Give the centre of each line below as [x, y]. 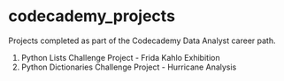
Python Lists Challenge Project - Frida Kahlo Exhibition [120, 57]
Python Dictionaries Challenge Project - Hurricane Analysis [129, 67]
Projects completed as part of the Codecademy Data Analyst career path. [142, 40]
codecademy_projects [92, 16]
